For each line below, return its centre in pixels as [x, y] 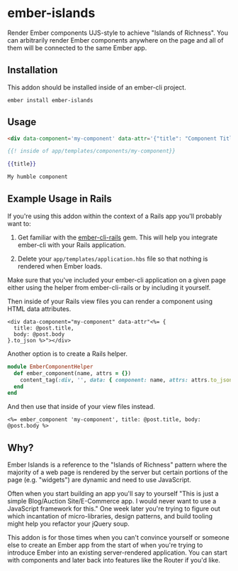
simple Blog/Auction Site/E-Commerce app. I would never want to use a [112, 501]
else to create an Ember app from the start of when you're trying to [105, 545]
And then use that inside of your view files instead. [81, 407]
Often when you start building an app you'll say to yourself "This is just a [113, 494]
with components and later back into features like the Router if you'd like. [114, 560]
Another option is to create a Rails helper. [68, 354]
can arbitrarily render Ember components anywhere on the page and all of [115, 40]
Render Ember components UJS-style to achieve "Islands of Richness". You [118, 33]
